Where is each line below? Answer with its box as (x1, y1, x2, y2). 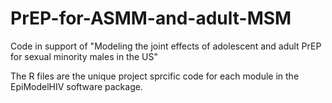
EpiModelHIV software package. (10, 80, 143, 92)
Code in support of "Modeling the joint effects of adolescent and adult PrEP (10, 40, 322, 52)
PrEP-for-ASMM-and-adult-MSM (10, 7, 292, 30)
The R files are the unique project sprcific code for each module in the (10, 70, 300, 82)
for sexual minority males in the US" (10, 50, 158, 62)
